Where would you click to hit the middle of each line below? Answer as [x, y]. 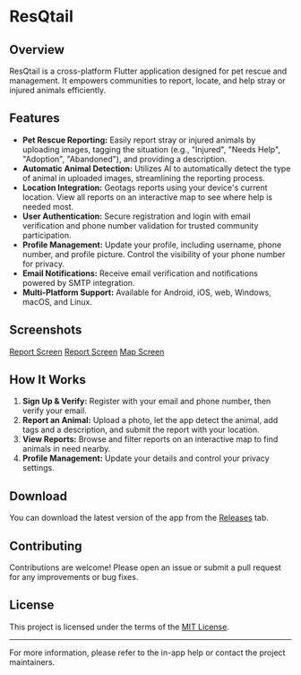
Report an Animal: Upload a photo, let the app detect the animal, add [150, 420]
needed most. [48, 206]
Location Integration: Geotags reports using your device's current [145, 187]
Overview [37, 50]
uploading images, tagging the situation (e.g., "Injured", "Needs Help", [151, 149]
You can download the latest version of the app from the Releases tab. [139, 518]
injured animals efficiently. [57, 90]
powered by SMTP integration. [78, 282]
